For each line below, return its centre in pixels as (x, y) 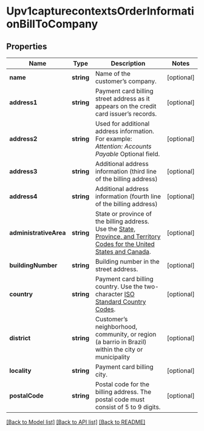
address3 (23, 171)
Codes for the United (125, 244)
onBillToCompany (52, 24)
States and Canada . (123, 252)
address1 (23, 102)
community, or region (126, 334)
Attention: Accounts (123, 146)
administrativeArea (38, 233)
